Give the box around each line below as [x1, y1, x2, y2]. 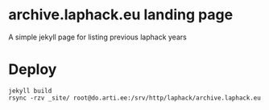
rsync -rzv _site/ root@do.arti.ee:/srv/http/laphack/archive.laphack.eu [8, 94, 262, 102]
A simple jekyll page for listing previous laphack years [8, 32, 187, 42]
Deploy [8, 60, 57, 79]
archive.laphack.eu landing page [8, 6, 234, 24]
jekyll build [8, 87, 52, 95]
